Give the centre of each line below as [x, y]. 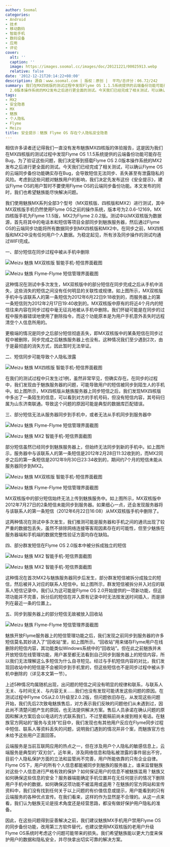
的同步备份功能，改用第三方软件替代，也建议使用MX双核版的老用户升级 [80, 827]
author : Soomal [21, 10]
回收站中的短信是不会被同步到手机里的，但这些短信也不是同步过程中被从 [85, 667]
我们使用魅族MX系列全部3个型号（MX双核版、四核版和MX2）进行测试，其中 [85, 203]
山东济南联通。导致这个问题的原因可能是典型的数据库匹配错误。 [80, 404]
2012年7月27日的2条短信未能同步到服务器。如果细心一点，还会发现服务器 [82, 505]
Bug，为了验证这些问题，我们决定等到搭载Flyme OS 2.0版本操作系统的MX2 [84, 161]
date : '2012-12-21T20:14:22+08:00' [43, 76]
